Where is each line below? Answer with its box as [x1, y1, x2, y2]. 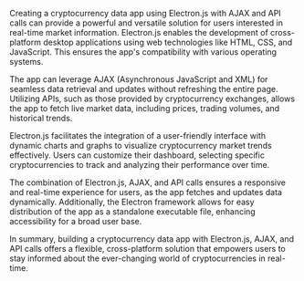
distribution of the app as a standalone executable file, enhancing [9, 206, 256, 217]
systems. [9, 57, 44, 67]
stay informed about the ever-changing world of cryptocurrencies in [9, 253, 267, 264]
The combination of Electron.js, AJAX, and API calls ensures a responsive [9, 177, 286, 188]
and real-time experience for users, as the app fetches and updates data [9, 187, 283, 197]
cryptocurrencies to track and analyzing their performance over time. [9, 160, 270, 170]
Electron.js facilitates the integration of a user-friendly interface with [9, 130, 267, 140]
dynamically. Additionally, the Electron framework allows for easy [9, 196, 255, 207]
